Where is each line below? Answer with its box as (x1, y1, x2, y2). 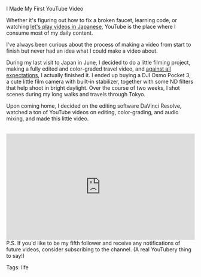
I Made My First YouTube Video (6, 5, 84, 12)
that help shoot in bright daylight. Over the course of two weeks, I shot (6, 84, 181, 92)
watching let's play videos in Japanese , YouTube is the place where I (6, 23, 176, 30)
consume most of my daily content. (6, 29, 93, 36)
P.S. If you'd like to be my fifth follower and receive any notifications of (6, 239, 181, 246)
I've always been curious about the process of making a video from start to (6, 41, 191, 48)
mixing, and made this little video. (6, 115, 89, 122)
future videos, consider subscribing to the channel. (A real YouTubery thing (6, 245, 191, 253)
